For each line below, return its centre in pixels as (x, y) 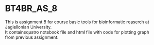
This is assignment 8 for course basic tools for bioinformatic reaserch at (77, 22)
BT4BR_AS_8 (31, 8)
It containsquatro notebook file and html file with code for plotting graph (77, 32)
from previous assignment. (32, 37)
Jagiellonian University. (28, 27)
